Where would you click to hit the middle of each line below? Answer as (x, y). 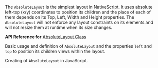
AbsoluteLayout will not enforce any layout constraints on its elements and (79, 22)
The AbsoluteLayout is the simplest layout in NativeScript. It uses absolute (79, 7)
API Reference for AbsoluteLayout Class (46, 37)
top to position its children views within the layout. (55, 51)
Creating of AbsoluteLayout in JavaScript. (46, 61)
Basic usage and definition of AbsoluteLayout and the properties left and (79, 46)
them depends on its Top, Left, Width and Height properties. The (70, 17)
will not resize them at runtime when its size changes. (59, 27)
